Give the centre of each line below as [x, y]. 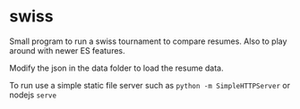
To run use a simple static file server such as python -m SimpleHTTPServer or [150, 85]
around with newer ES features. [67, 50]
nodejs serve [33, 95]
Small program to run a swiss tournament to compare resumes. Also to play [148, 41]
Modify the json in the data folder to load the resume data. [116, 68]
